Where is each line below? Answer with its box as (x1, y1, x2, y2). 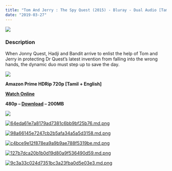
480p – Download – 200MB (5, 100, 64, 106)
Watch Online (5, 91, 35, 97)
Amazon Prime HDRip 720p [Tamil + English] (5, 80, 102, 87)
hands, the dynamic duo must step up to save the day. (5, 61, 120, 67)
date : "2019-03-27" (5, 12, 47, 17)
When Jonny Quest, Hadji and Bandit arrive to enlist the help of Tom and (5, 50, 158, 56)
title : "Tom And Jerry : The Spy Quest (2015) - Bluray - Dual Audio (5, 7, 157, 13)
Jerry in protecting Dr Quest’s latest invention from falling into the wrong (5, 56, 158, 62)
